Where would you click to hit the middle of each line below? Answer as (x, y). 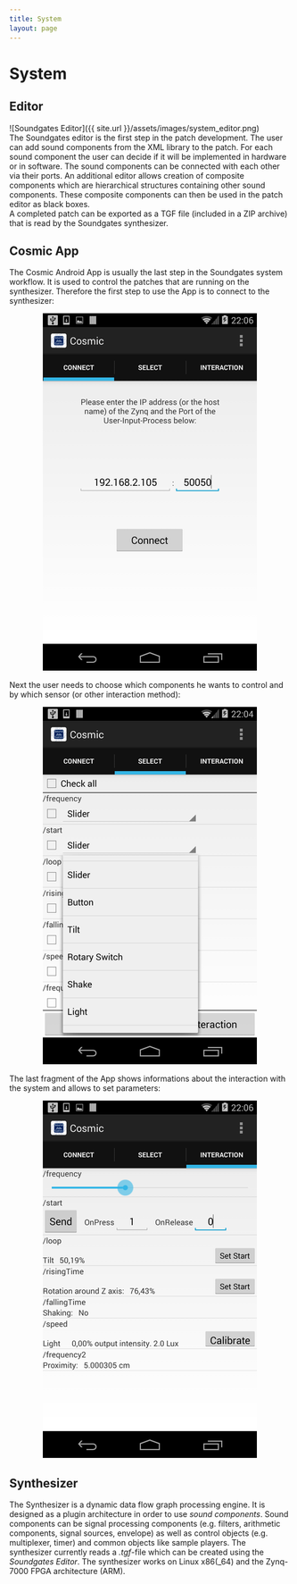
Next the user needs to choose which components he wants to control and (146, 685)
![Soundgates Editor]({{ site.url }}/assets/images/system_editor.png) (135, 128)
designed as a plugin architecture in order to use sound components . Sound (149, 1514)
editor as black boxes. (50, 204)
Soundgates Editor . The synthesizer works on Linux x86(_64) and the (137, 1562)
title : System (36, 19)
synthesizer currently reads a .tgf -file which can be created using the (137, 1552)
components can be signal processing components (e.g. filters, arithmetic (145, 1524)
